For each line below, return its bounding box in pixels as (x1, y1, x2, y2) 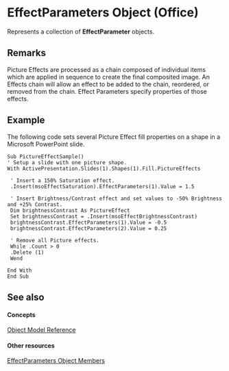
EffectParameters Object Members (7, 357, 105, 365)
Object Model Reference (7, 326, 76, 334)
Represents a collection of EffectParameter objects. (7, 27, 155, 36)
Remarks (7, 47, 47, 59)
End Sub (7, 272, 29, 280)
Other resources (7, 341, 55, 350)
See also (7, 291, 45, 303)
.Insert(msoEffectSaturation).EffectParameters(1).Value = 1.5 (10, 183, 195, 190)
